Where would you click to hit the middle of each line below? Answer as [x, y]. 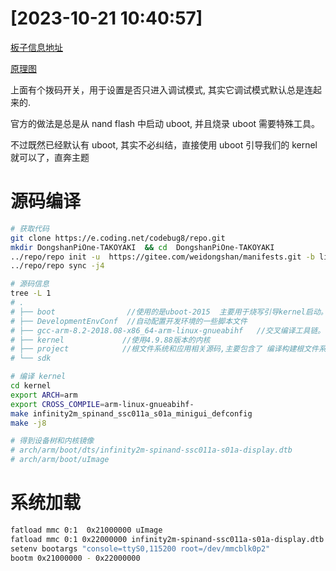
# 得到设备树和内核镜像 [52, 441]
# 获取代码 [30, 228]
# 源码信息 [30, 284]
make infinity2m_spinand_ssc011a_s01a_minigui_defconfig [131, 413]
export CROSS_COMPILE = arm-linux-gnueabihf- [102, 404]
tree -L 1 [31, 293]
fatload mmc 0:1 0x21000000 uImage [86, 530]
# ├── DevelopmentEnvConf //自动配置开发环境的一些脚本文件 [129, 321]
